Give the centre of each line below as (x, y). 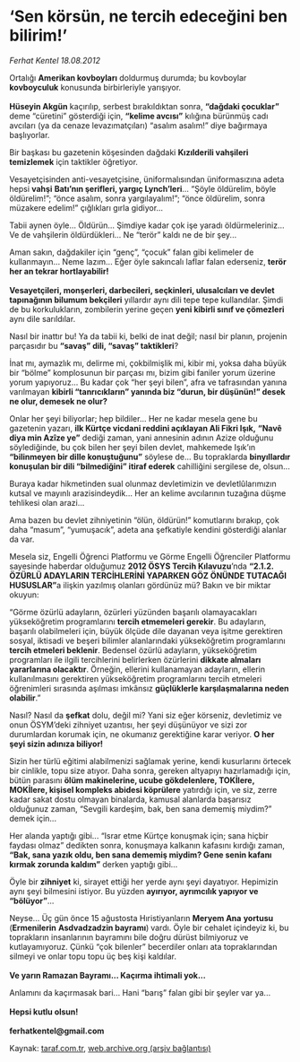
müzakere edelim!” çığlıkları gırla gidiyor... (86, 207)
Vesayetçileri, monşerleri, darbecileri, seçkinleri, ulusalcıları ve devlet (142, 290)
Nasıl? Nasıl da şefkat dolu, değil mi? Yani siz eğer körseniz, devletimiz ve (146, 715)
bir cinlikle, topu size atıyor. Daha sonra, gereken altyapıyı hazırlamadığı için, (150, 770)
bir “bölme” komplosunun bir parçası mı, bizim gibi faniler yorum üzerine (142, 372)
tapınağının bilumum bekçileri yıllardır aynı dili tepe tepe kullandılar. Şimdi (146, 300)
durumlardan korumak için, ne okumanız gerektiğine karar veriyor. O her (142, 734)
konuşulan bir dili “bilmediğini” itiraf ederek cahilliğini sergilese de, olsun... (150, 466)
